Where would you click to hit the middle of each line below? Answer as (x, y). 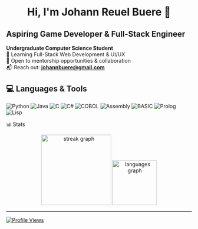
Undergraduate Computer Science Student (60, 48)
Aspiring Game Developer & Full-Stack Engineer (96, 34)
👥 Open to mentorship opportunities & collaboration (69, 61)
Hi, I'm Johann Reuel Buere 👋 (99, 12)
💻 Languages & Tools (47, 89)
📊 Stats (16, 124)
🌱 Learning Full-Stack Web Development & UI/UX (66, 54)
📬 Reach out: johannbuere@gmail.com (55, 67)
